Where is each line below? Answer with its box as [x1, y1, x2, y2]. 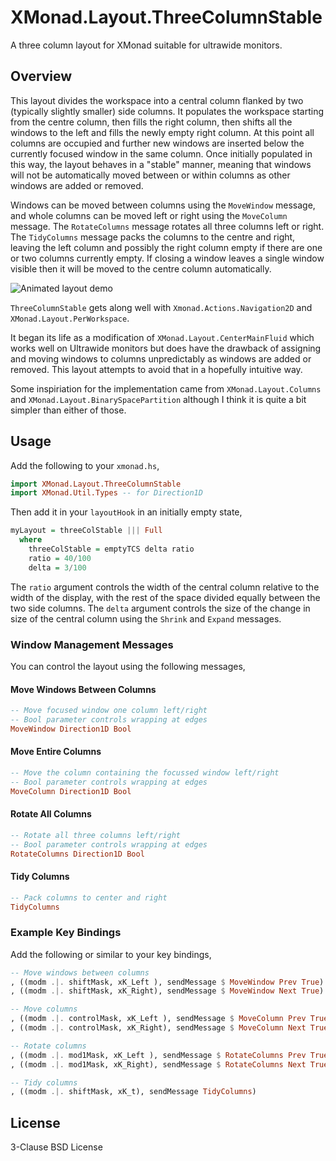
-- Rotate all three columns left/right [10, 830, 182, 840]
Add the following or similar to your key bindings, [10, 948, 212, 960]
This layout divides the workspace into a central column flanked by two [10, 94, 304, 106]
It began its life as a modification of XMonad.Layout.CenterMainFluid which [10, 331, 315, 343]
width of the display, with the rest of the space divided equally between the [10, 591, 321, 603]
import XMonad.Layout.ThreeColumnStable [10, 479, 182, 489]
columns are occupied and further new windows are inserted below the [10, 137, 305, 149]
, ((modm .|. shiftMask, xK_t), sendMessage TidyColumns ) [10, 1087, 257, 1097]
